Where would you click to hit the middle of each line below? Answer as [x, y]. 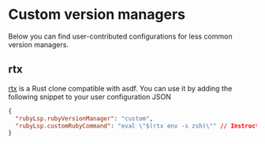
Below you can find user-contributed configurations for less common [120, 36]
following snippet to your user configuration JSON [90, 97]
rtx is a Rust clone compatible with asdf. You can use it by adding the [120, 88]
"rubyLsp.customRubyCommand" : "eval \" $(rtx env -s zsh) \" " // [121, 126]
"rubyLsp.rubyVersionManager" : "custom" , [84, 118]
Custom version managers [97, 15]
